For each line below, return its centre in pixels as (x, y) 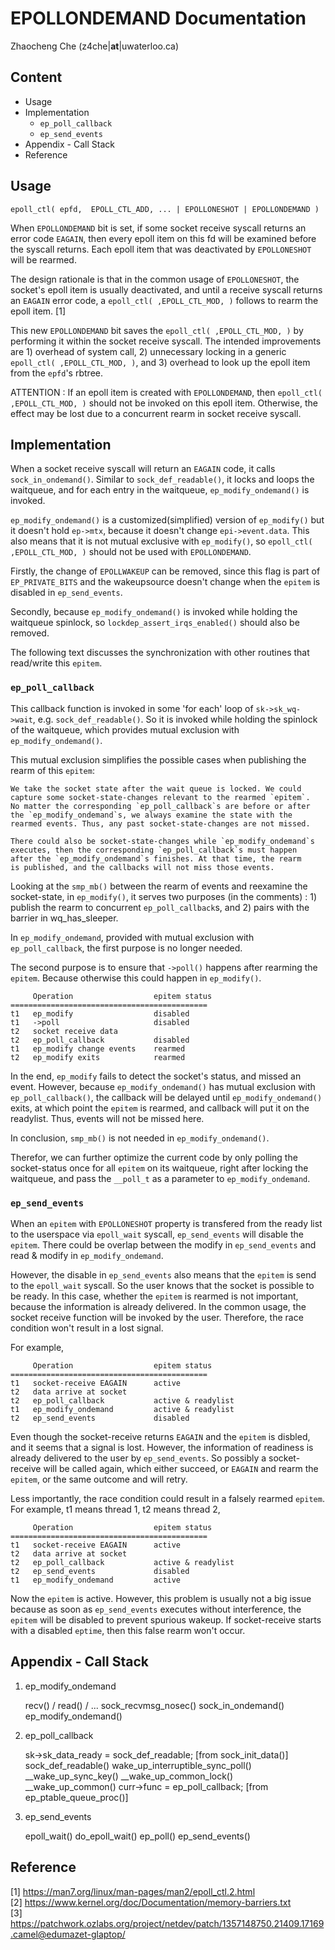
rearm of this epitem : (52, 770)
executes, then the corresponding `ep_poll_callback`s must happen (154, 850)
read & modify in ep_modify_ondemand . (87, 1255)
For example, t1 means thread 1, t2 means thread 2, (115, 1509)
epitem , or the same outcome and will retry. (99, 1479)
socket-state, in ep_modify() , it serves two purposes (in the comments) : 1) (164, 896)
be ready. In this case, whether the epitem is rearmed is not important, (154, 1296)
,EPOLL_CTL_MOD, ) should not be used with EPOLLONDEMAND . (131, 552)
